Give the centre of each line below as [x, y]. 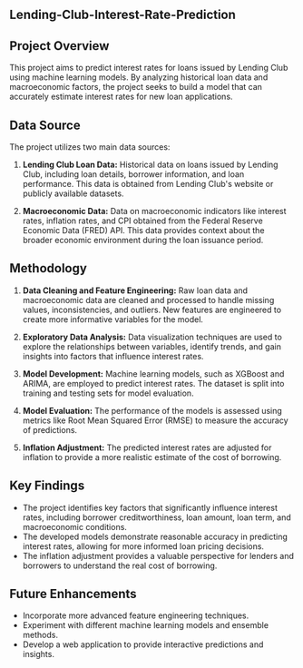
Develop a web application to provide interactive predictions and [143, 644]
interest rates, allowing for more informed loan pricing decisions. [143, 546]
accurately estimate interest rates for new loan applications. [121, 97]
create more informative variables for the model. [113, 319]
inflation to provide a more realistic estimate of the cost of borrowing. [152, 457]
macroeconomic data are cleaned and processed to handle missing [148, 300]
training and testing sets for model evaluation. [108, 393]
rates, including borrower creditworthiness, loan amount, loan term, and [157, 517]
